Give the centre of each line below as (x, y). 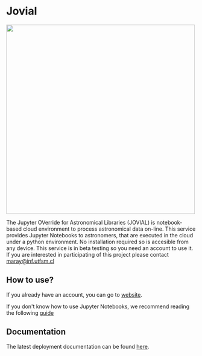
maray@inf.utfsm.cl (30, 261)
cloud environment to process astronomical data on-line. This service (109, 229)
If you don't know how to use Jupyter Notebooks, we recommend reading (98, 306)
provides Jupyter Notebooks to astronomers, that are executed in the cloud (100, 235)
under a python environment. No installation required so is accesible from (97, 242)
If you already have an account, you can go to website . (74, 294)
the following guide (30, 312)
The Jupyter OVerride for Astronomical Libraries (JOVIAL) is (81, 222)
